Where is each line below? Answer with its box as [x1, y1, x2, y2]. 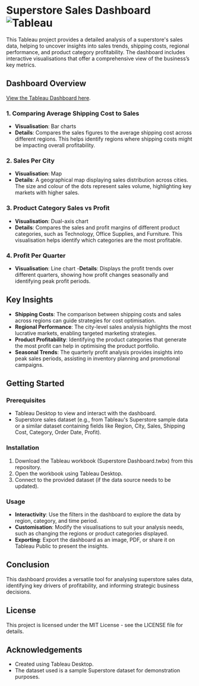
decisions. [6, 588, 31, 595]
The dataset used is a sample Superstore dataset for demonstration [14, 667, 181, 674]
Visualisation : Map [14, 170, 62, 177]
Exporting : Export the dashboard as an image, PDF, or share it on [14, 537, 175, 544]
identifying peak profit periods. [14, 277, 91, 285]
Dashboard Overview [6, 79, 87, 89]
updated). [14, 482, 39, 489]
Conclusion [6, 560, 50, 570]
